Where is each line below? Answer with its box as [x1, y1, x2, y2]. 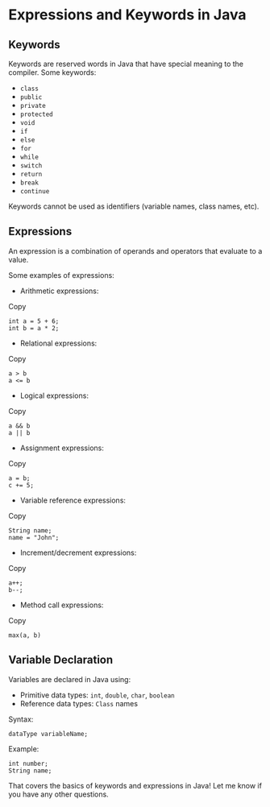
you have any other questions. [8, 789, 109, 799]
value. [8, 255, 29, 264]
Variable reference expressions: [19, 495, 127, 505]
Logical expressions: [19, 391, 89, 400]
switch [19, 162, 43, 170]
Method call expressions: [19, 600, 104, 610]
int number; [8, 759, 48, 768]
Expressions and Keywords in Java [8, 6, 247, 24]
